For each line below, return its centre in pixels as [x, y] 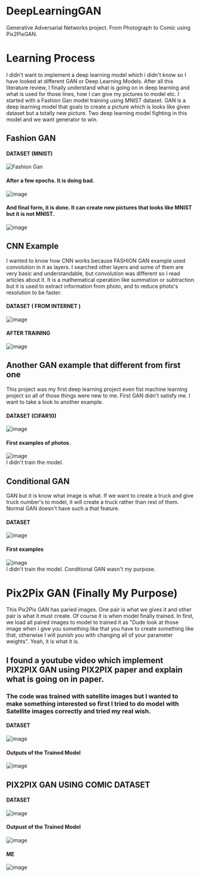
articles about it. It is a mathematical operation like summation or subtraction [100, 279]
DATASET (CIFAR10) [31, 415]
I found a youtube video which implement [85, 660]
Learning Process [51, 58]
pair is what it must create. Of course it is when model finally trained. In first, [100, 616]
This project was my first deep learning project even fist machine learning [97, 389]
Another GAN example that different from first [93, 365]
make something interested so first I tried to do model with [93, 704]
